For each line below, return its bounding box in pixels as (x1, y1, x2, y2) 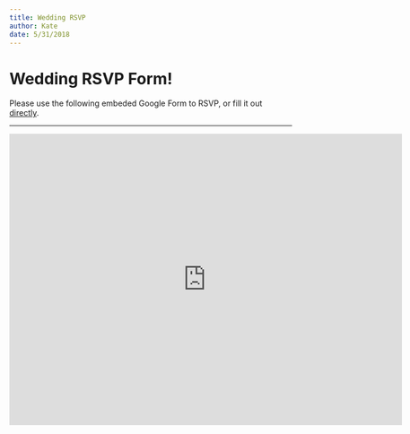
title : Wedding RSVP (9, 13, 87, 22)
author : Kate (9, 22, 58, 30)
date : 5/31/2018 (9, 30, 70, 39)
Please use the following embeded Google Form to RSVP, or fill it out (9, 98, 263, 108)
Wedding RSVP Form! (9, 68, 173, 89)
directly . (9, 108, 39, 118)
